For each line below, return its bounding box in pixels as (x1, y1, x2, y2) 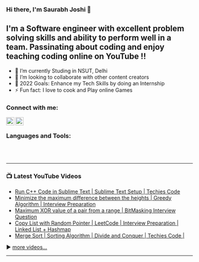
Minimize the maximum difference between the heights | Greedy (14, 194, 172, 201)
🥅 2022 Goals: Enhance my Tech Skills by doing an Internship (14, 79, 165, 87)
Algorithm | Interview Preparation (14, 200, 96, 207)
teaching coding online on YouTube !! (6, 52, 146, 62)
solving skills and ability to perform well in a (6, 33, 172, 43)
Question (14, 213, 37, 220)
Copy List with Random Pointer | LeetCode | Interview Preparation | (14, 219, 179, 226)
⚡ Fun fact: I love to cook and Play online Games (14, 86, 133, 94)
